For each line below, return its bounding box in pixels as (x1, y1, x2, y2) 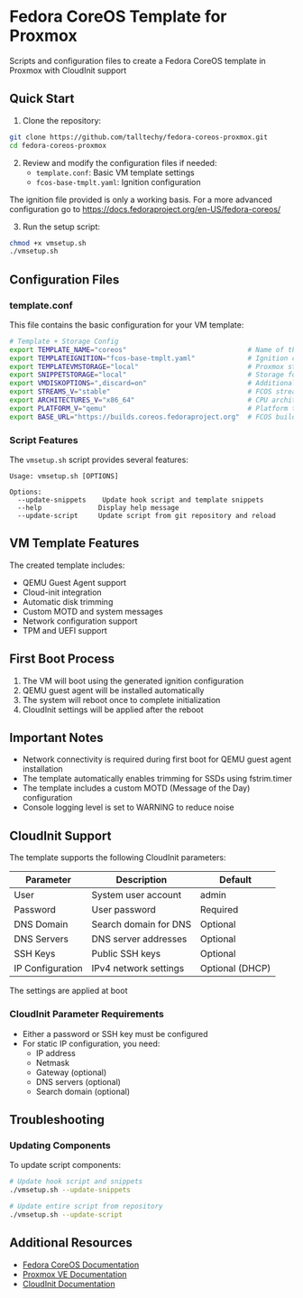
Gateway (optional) (35, 1067, 107, 1078)
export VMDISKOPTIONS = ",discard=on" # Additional (9, 379, 297, 388)
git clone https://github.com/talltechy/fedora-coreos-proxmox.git (9, 133, 269, 142)
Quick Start (9, 91, 75, 107)
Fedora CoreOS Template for (9, 6, 227, 27)
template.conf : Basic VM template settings (35, 167, 196, 178)
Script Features (9, 433, 78, 446)
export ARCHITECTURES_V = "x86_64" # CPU (9, 395, 269, 405)
